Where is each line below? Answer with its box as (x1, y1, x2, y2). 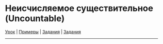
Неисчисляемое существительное (5, 3, 154, 14)
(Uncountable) (5, 13, 65, 24)
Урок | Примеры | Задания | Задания (5, 29, 81, 34)
